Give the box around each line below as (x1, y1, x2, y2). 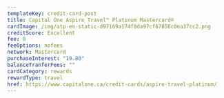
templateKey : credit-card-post (7, 10, 97, 17)
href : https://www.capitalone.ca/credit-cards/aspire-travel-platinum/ (7, 81, 217, 88)
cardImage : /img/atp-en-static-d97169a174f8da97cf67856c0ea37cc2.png (7, 23, 212, 30)
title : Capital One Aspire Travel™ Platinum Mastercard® (7, 17, 174, 23)
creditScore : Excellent (7, 29, 76, 37)
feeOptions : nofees (7, 42, 63, 49)
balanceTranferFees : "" (7, 61, 76, 68)
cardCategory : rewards (7, 68, 72, 75)
